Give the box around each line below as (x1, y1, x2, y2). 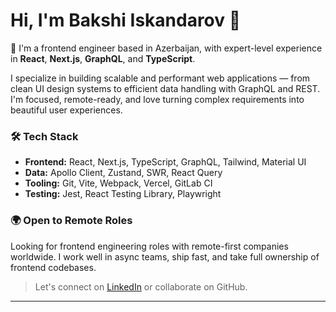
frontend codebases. (10, 261, 97, 273)
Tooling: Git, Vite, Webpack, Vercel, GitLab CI (24, 177, 213, 189)
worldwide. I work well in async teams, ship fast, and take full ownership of (10, 250, 320, 263)
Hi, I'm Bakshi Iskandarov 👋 (10, 9, 242, 32)
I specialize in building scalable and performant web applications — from (10, 72, 311, 84)
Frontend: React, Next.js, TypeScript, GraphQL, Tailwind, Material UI (24, 156, 307, 168)
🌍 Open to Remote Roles (10, 214, 133, 228)
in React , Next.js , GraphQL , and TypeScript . (10, 52, 196, 64)
